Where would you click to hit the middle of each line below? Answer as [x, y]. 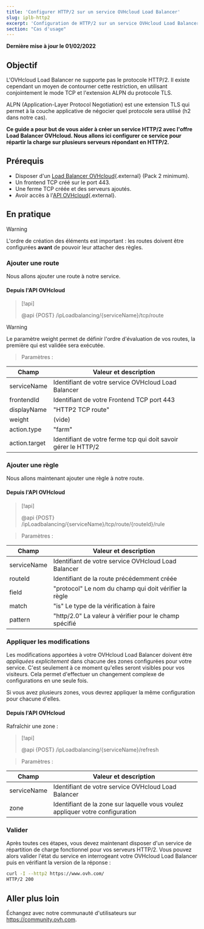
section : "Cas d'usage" [36, 29]
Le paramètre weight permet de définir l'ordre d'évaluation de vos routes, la [101, 339]
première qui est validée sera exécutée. [56, 345]
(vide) [62, 420]
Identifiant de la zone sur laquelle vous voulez [118, 804]
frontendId [24, 400]
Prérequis [25, 161]
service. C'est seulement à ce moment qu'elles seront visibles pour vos [96, 667]
